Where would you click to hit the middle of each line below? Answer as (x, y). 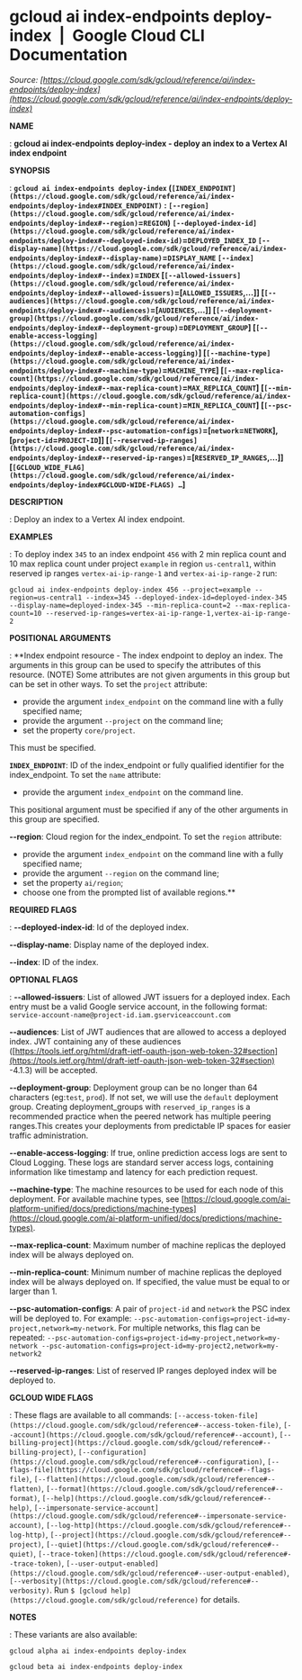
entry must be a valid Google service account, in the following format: (138, 1007)
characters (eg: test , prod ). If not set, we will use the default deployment (144, 1097)
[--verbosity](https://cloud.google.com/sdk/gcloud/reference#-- (134, 1581)
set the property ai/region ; (73, 882)
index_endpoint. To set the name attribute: (85, 774)
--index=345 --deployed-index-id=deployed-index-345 (187, 597)
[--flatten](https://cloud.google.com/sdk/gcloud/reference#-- (155, 1479)
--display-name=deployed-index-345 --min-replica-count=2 (120, 605)
